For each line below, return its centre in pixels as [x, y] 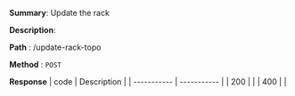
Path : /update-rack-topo [55, 47]
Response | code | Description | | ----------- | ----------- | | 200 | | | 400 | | [148, 82]
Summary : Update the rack [59, 13]
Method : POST [36, 64]
